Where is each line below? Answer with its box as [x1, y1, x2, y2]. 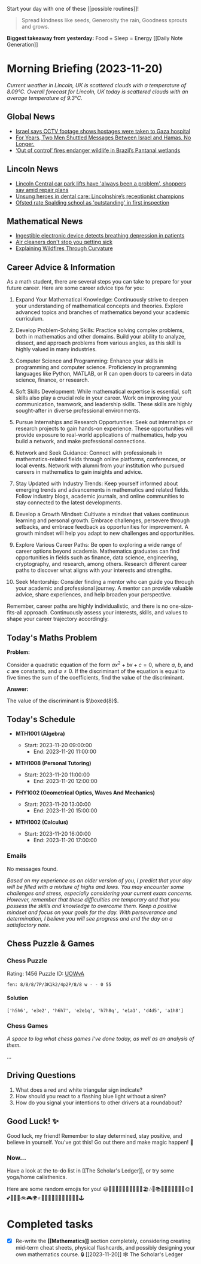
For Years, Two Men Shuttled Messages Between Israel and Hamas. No [15, 134, 191, 141]
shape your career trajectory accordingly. [7, 616, 109, 623]
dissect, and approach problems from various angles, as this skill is [15, 339, 181, 346]
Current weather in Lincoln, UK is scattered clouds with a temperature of [7, 81, 187, 89]
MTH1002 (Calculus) [15, 819, 68, 826]
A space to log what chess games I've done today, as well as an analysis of [7, 1035, 194, 1042]
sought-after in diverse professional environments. [15, 407, 141, 415]
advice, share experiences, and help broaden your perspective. [15, 591, 172, 598]
